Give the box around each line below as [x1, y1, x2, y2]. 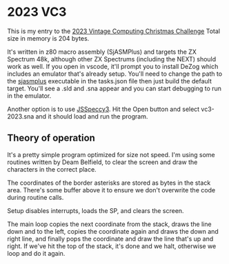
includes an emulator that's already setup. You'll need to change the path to [7, 70, 223, 78]
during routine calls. [7, 193, 64, 201]
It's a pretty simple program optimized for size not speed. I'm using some [7, 150, 215, 159]
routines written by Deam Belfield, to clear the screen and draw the [7, 158, 198, 166]
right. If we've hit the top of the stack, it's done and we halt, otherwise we [7, 242, 217, 250]
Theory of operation [7, 132, 95, 144]
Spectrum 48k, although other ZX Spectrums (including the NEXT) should [7, 54, 217, 63]
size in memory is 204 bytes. [7, 34, 90, 42]
